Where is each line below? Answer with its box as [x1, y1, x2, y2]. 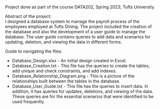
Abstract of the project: [5, 14, 52, 19]
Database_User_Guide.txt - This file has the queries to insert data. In [12, 83, 149, 89]
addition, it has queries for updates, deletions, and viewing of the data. [12, 89, 154, 94]
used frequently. [12, 99, 45, 104]
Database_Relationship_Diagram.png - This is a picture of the [12, 73, 135, 79]
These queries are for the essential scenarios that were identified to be [12, 94, 154, 99]
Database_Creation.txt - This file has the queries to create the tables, [12, 63, 150, 68]
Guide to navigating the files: [5, 48, 63, 54]
